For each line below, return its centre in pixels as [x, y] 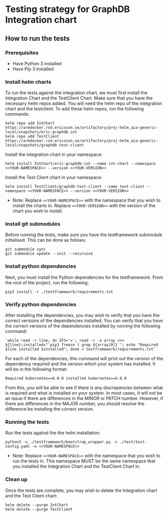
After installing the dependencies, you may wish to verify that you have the [82, 315]
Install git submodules [33, 224]
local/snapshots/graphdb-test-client [45, 145]
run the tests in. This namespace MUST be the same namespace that [84, 461]
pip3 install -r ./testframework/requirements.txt [59, 292]
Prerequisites [22, 53]
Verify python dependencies [41, 304]
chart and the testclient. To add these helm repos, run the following [74, 109]
